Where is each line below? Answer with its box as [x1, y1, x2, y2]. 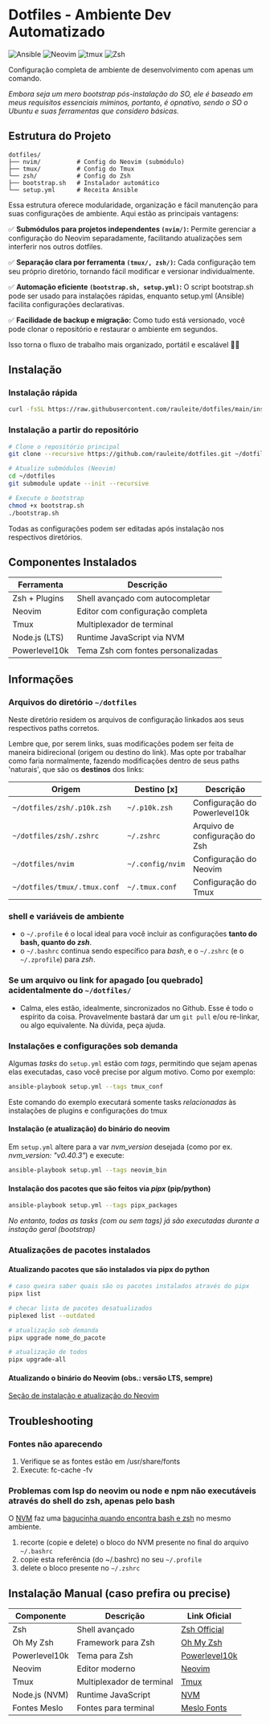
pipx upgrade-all [8, 1356, 67, 1364]
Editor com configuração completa [76, 605, 207, 617]
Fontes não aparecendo [8, 1438, 103, 1449]
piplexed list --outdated [8, 1311, 95, 1320]
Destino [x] [134, 784, 178, 795]
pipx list [8, 1290, 42, 1298]
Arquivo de [192, 820, 235, 831]
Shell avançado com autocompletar [76, 593, 211, 604]
